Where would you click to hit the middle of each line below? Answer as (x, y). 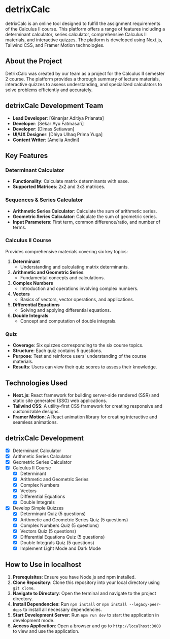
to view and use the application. (46, 631)
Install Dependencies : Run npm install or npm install (70, 604)
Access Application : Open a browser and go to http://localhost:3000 (87, 626)
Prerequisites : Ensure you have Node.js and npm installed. (74, 577)
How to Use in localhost (43, 565)
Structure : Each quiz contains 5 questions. (57, 351)
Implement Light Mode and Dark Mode (60, 548)
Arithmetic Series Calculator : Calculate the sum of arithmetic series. (85, 211)
